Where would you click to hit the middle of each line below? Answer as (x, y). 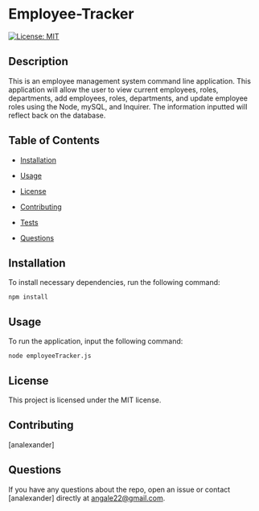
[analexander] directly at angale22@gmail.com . (87, 498)
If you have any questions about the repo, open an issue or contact (119, 489)
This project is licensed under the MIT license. (85, 400)
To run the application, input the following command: (96, 341)
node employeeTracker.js (50, 356)
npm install (28, 297)
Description (38, 62)
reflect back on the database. (57, 115)
